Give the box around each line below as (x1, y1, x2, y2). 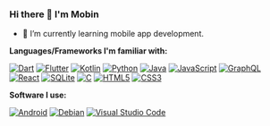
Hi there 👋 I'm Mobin (9, 8, 100, 21)
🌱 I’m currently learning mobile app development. (21, 29, 204, 39)
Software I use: (9, 89, 67, 101)
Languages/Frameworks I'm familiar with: (9, 46, 168, 56)
